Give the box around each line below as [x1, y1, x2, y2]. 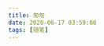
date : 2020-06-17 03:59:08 [8, 19, 97, 27]
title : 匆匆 [8, 11, 45, 19]
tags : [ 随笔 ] [8, 26, 49, 34]
